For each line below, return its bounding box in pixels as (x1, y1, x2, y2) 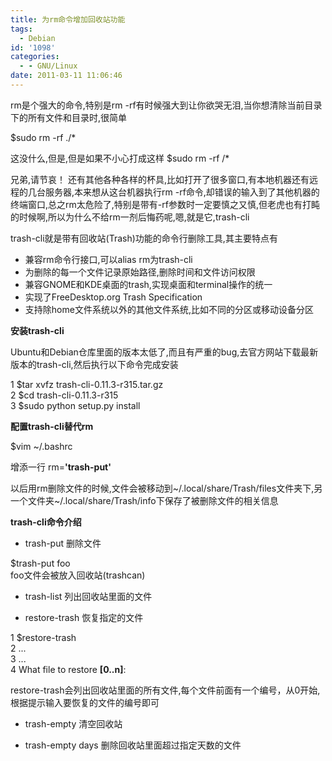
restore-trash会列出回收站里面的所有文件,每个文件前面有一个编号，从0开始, (10, 684, 321, 696)
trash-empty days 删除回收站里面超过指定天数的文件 (24, 739, 242, 751)
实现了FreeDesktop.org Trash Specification (24, 291, 203, 303)
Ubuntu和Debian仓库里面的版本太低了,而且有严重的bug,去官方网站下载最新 (10, 346, 319, 358)
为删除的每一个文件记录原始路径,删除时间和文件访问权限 (24, 266, 256, 278)
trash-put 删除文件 (24, 537, 102, 549)
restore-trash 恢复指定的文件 (24, 611, 144, 623)
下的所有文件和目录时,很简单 (10, 111, 128, 123)
